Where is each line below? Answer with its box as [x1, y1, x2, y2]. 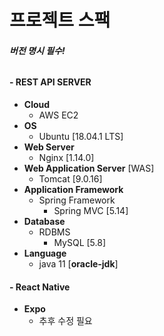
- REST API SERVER [9, 76, 92, 88]
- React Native [9, 281, 71, 293]
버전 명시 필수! [9, 44, 66, 56]
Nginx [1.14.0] [38, 152, 95, 163]
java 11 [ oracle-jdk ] [38, 258, 119, 270]
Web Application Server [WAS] [23, 162, 155, 174]
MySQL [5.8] [53, 237, 107, 248]
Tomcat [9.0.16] [38, 173, 103, 185]
